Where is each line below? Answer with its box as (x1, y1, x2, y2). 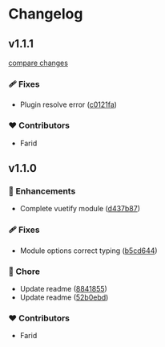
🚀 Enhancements (8, 186, 76, 197)
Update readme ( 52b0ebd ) (19, 292, 109, 302)
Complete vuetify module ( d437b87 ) (19, 204, 141, 214)
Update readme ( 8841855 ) (19, 284, 108, 293)
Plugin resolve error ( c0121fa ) (19, 100, 118, 109)
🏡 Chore (8, 266, 40, 277)
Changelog (8, 5, 83, 23)
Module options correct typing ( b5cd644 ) (19, 246, 158, 255)
